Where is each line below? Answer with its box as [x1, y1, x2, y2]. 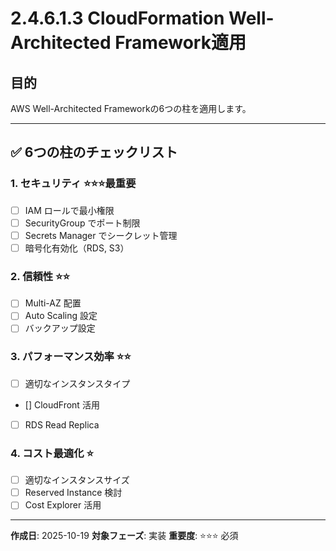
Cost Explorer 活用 [24, 499, 102, 511]
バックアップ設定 [24, 322, 96, 334]
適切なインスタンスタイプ [24, 377, 131, 389]
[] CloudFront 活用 [24, 398, 100, 411]
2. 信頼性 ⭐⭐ [10, 269, 71, 283]
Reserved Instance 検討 [24, 487, 123, 499]
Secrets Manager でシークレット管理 [24, 229, 178, 241]
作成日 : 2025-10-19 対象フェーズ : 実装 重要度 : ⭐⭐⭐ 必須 [10, 530, 239, 542]
